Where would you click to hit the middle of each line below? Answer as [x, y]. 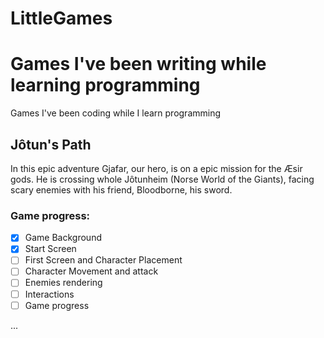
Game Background [63, 238]
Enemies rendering [63, 283]
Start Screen [50, 249]
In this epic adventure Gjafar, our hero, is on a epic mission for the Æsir [156, 168]
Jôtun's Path [51, 144]
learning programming [105, 85]
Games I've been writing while [138, 64]
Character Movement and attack [91, 271]
